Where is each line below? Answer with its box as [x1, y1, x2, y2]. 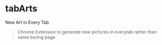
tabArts [5, 3, 38, 14]
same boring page [17, 34, 56, 40]
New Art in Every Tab [5, 19, 49, 25]
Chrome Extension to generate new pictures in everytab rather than [17, 29, 157, 35]
